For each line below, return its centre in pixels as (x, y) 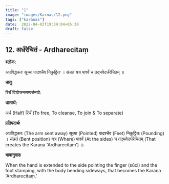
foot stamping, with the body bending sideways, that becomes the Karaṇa (83, 170)
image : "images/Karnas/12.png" (39, 15)
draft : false (19, 29)
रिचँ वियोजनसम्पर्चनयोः (23, 92)
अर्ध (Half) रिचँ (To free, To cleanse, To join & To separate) (65, 113)
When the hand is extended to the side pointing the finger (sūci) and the (81, 165)
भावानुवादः (13, 155)
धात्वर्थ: (11, 102)
